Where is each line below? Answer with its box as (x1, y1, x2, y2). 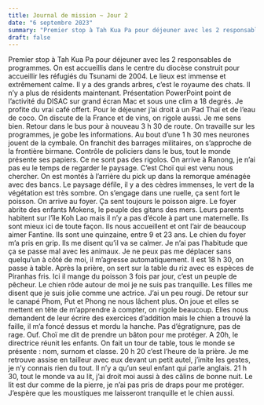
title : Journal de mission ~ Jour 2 (8, 11, 128, 20)
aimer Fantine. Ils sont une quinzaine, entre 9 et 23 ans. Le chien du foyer (8, 230, 246, 239)
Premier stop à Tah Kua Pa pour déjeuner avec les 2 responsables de (8, 55, 232, 64)
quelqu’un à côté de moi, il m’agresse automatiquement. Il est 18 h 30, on (8, 255, 244, 265)
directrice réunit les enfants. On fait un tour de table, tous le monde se (8, 338, 236, 348)
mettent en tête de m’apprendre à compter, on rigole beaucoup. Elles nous (8, 305, 249, 315)
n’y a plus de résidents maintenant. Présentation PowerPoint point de (8, 88, 232, 98)
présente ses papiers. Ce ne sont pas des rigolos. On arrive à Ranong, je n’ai (8, 155, 255, 165)
